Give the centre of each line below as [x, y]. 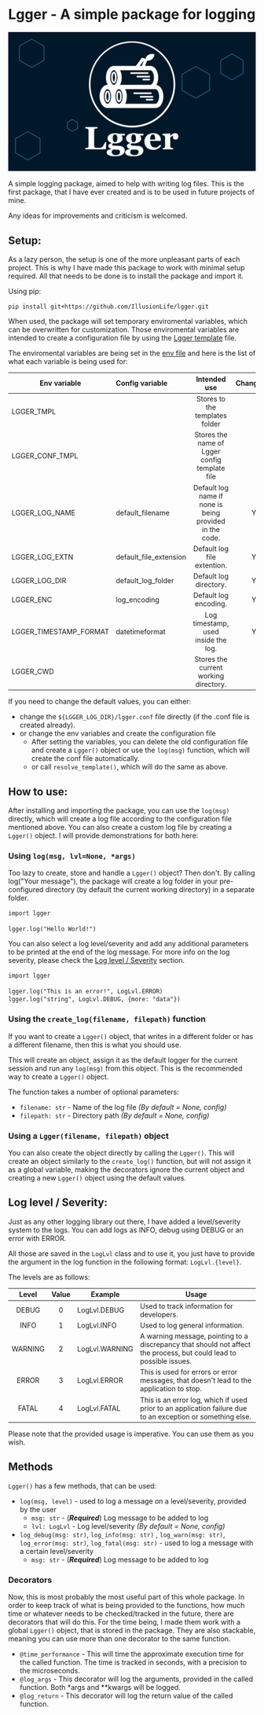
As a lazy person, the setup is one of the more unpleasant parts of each [124, 259]
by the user [38, 1509]
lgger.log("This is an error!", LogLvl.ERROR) [86, 992]
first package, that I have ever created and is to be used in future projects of [132, 192]
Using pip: [25, 292]
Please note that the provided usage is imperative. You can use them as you [131, 1434]
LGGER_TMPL [34, 411]
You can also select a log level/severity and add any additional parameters [128, 944]
